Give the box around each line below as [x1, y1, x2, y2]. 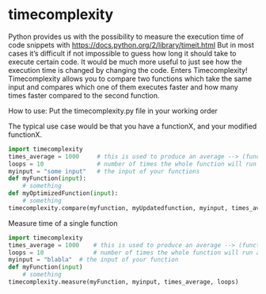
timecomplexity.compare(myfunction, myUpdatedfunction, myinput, [8, 204, 228, 212]
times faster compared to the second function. [8, 90, 160, 100]
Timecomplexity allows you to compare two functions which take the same [8, 74, 252, 83]
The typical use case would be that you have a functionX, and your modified [8, 121, 257, 131]
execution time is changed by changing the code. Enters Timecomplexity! [8, 65, 248, 74]
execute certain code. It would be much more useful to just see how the [8, 57, 242, 67]
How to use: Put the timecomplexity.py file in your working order [8, 105, 218, 116]
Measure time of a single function [8, 218, 118, 227]
